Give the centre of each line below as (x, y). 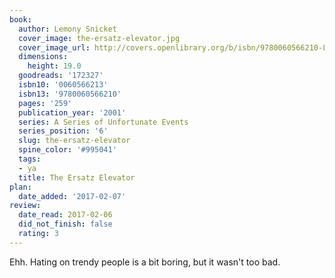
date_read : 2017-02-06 (65, 215)
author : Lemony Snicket (67, 29)
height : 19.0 (54, 66)
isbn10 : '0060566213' (63, 85)
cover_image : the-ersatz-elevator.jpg (99, 38)
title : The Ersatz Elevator (77, 177)
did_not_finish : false (65, 224)
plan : (20, 187)
